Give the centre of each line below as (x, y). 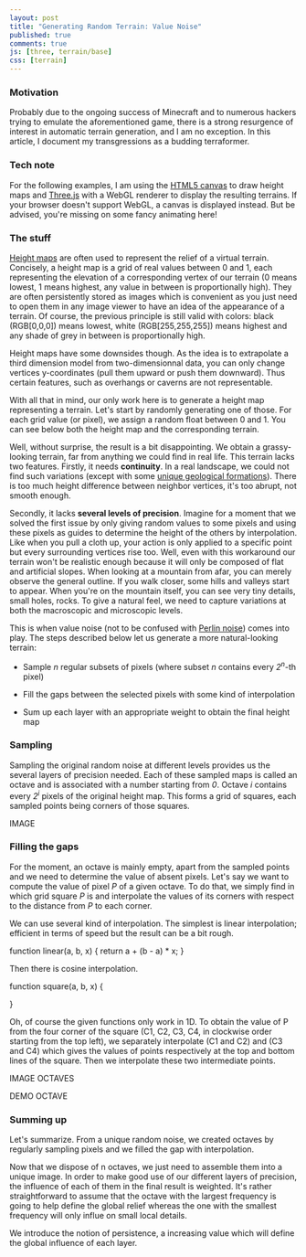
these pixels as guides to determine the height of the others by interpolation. (153, 532)
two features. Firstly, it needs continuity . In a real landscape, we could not (149, 466)
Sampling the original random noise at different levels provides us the (140, 765)
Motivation (34, 92)
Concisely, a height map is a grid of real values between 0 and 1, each (141, 267)
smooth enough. (40, 495)
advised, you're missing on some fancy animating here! (113, 214)
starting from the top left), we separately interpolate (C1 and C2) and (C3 (146, 1041)
